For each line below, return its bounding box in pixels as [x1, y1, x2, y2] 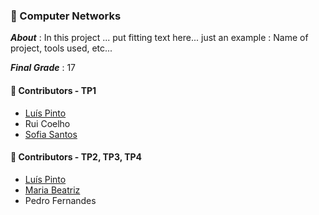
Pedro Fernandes [24, 194, 97, 206]
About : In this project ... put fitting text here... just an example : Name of [10, 32, 309, 44]
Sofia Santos [24, 128, 78, 140]
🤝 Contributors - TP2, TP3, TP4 [10, 151, 143, 163]
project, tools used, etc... [10, 42, 113, 54]
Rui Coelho [24, 117, 71, 129]
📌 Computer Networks [10, 9, 122, 23]
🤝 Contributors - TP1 [10, 84, 97, 96]
